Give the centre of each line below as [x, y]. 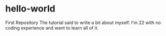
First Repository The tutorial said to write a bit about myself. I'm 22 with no [83, 22]
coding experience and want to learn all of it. [52, 27]
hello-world [30, 9]
